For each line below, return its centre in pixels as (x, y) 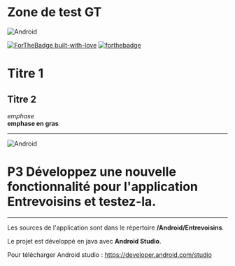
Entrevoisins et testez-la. (81, 202)
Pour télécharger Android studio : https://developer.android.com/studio (109, 254)
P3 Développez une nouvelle (92, 172)
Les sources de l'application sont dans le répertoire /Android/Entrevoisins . (116, 227)
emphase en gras (33, 123)
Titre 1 (26, 73)
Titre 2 (22, 99)
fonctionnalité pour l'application (102, 187)
